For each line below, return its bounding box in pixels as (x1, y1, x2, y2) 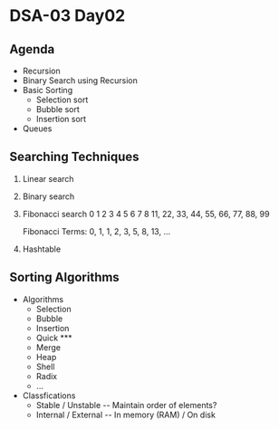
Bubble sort (35, 104, 80, 114)
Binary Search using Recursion (22, 75, 138, 86)
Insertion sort (35, 114, 87, 124)
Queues (22, 123, 53, 134)
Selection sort (35, 94, 89, 105)
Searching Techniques (9, 149, 139, 165)
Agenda (9, 42, 55, 57)
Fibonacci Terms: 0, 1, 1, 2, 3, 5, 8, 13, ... (22, 225, 170, 236)
